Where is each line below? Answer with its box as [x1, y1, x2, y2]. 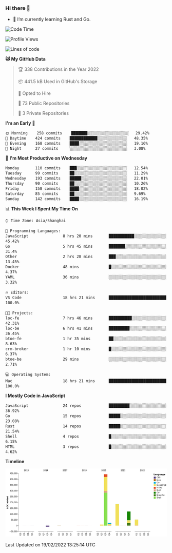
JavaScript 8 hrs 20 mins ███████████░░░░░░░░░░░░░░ [5, 233, 167, 239]
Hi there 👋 [5, 5, 31, 12]
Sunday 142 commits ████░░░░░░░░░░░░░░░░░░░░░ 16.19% [5, 196, 148, 202]
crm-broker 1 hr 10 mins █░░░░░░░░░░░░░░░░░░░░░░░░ [5, 346, 167, 352]
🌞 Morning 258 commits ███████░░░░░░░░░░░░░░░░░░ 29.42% [5, 131, 150, 136]
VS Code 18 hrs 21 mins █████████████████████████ [5, 295, 167, 301]
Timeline [5, 459, 25, 465]
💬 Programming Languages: [5, 228, 61, 234]
